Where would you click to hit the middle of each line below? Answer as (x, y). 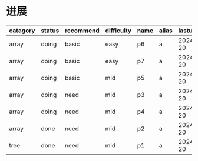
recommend (82, 31)
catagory (22, 31)
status (50, 31)
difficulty (118, 31)
